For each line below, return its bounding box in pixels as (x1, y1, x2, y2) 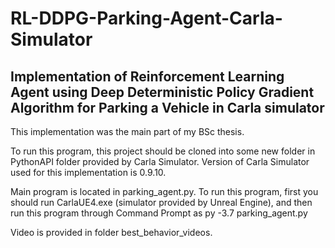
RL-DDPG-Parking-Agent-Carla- (10, 7, 283, 30)
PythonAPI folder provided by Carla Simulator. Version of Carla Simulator (10, 156, 310, 167)
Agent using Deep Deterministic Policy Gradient (10, 83, 315, 101)
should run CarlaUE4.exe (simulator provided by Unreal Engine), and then (10, 197, 313, 208)
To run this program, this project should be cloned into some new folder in (10, 145, 316, 157)
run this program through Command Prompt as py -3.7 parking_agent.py (10, 207, 308, 219)
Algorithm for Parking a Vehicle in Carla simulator (10, 99, 325, 116)
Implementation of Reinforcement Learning (10, 68, 285, 85)
